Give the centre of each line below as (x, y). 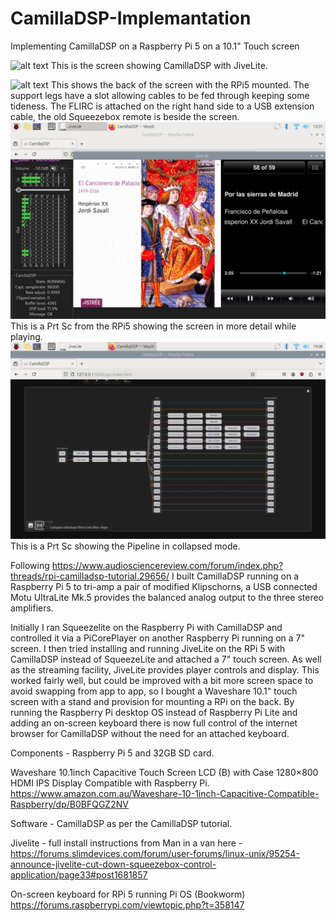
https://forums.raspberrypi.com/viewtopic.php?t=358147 (127, 904)
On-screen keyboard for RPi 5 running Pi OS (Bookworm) (128, 894)
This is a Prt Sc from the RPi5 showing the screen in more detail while (153, 326)
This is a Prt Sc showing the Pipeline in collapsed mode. (125, 546)
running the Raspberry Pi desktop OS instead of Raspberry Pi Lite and (154, 712)
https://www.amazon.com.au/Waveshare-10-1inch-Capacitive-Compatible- (165, 793)
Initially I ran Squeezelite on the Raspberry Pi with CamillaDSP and (146, 627)
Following (30, 565)
